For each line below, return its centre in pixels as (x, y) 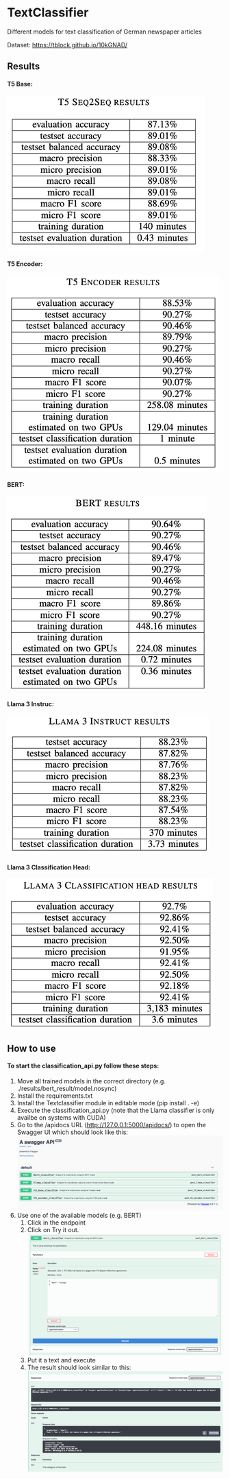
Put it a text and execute (61, 1360)
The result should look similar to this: (79, 1367)
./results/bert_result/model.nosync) (67, 1088)
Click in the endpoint (56, 1223)
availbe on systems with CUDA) (61, 1117)
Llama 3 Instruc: (31, 704)
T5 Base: (20, 84)
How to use (31, 1048)
